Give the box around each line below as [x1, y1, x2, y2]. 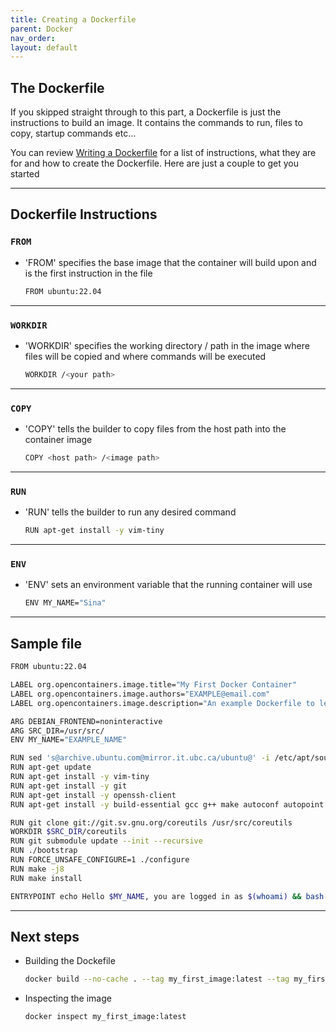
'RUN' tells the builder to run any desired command [24, 506, 237, 518]
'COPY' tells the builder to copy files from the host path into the [24, 423, 287, 435]
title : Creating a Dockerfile [10, 14, 137, 25]
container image [24, 434, 93, 446]
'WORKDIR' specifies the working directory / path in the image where [24, 339, 310, 351]
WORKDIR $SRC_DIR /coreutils [10, 827, 128, 837]
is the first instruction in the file [24, 267, 153, 279]
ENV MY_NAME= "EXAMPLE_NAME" [10, 735, 128, 745]
